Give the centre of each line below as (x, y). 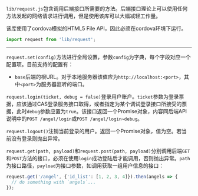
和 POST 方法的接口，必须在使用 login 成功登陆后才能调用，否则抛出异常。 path (98, 158)
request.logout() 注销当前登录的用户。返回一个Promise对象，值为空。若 (94, 131)
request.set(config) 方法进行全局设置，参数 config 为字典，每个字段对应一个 (98, 57)
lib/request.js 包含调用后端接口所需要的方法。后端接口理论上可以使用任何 (97, 9)
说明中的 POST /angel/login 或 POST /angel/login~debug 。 (75, 119)
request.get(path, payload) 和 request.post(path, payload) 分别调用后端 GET (98, 151)
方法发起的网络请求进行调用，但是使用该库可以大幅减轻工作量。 (83, 16)
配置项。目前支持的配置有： (40, 64)
